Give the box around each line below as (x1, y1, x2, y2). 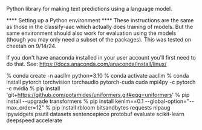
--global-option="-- (145, 97, 195, 105)
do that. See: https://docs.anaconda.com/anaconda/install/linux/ (6, 60, 167, 67)
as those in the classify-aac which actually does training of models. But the (6, 23, 194, 30)
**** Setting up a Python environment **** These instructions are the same (6, 17, 194, 23)
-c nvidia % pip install (6, 85, 60, 92)
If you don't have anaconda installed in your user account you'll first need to (6, 54, 197, 61)
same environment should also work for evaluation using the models (6, 29, 177, 37)
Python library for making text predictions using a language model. (6, 5, 172, 12)
